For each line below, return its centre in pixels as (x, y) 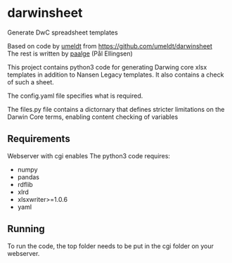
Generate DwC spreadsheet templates (63, 32)
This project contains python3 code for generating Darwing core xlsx (107, 67)
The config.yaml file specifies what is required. (75, 96)
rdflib (25, 184)
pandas (28, 177)
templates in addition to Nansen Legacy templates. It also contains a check (116, 75)
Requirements (39, 139)
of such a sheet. (31, 82)
